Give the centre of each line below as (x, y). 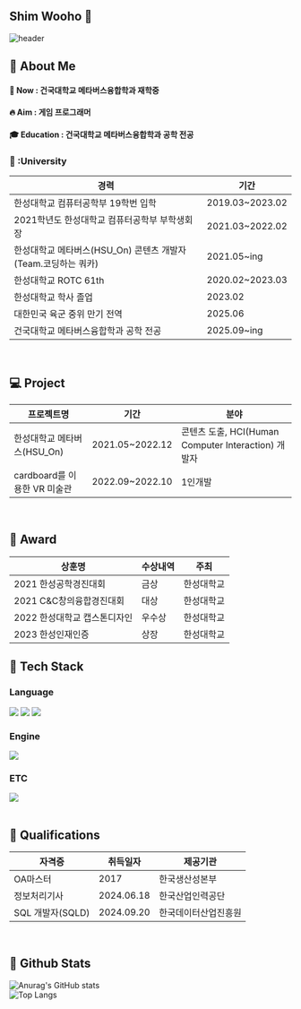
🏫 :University (38, 160)
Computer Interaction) (228, 445)
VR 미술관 (52, 489)
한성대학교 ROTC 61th (59, 280)
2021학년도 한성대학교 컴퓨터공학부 (86, 220)
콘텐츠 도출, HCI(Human (230, 432)
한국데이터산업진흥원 (200, 913)
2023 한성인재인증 (52, 634)
